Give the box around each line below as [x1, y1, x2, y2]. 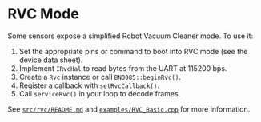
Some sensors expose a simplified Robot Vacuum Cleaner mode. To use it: [7, 31, 254, 41]
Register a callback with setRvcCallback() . [18, 81, 159, 90]
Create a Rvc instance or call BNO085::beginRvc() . [18, 72, 182, 81]
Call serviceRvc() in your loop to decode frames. [18, 89, 181, 98]
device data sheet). [18, 55, 83, 65]
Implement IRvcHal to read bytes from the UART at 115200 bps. [18, 63, 227, 73]
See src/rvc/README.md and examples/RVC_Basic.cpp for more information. [7, 104, 251, 114]
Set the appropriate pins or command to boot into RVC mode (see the [18, 46, 248, 56]
